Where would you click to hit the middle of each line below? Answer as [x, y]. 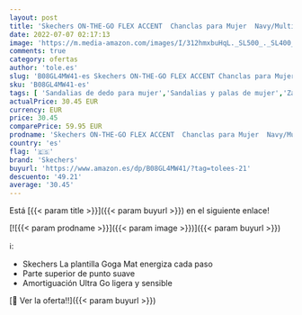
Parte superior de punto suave [79, 274]
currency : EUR [36, 110]
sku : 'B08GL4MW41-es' [50, 85]
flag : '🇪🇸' [31, 151]
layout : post [34, 18]
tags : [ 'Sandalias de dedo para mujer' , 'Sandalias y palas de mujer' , [146, 93]
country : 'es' [36, 143]
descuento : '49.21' [46, 176]
